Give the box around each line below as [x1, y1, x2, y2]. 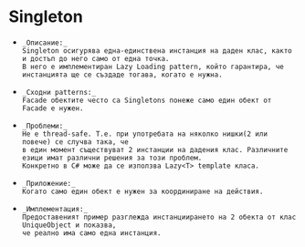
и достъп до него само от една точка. [21, 54, 170, 63]
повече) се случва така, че [21, 137, 129, 147]
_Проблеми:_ [21, 121, 68, 130]
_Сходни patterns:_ [21, 87, 97, 97]
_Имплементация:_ [21, 204, 89, 213]
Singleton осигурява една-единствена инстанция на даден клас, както [21, 46, 293, 56]
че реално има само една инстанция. [21, 228, 162, 238]
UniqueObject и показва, [21, 221, 117, 230]
